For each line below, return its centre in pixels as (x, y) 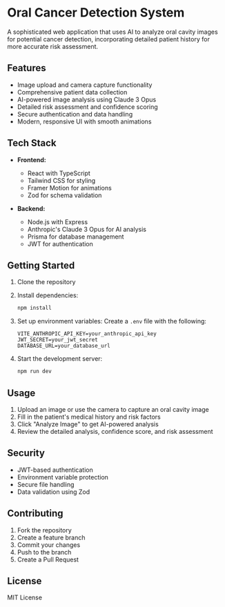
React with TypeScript (59, 173)
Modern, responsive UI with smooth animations (84, 121)
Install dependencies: (48, 295)
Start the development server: (60, 359)
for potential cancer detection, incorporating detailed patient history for (109, 39)
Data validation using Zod (53, 492)
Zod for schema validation (65, 195)
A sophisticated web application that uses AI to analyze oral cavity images (113, 32)
